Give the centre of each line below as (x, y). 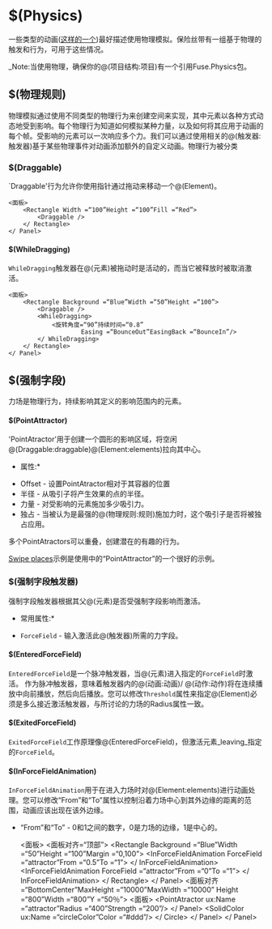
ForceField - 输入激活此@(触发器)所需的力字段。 (101, 635)
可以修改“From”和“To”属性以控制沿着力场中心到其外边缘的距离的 (137, 800)
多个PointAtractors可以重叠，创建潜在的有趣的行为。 (96, 542)
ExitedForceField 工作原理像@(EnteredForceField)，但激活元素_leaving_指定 (135, 741)
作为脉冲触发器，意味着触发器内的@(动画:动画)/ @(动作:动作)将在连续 (140, 684)
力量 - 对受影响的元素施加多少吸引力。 (84, 504)
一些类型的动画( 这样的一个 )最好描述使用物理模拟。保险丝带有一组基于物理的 (135, 39)
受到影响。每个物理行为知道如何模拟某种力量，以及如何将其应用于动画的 (143, 126)
